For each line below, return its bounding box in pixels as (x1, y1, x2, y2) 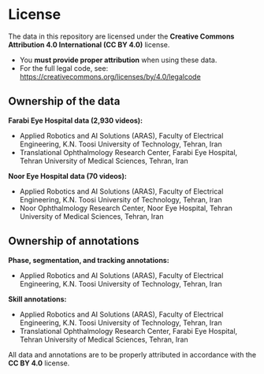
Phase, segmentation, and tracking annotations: (8, 255, 169, 265)
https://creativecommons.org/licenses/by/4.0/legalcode (19, 72, 201, 81)
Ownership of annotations (8, 235, 139, 248)
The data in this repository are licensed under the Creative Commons (8, 31, 235, 41)
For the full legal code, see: (19, 63, 109, 72)
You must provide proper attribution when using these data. (19, 55, 218, 65)
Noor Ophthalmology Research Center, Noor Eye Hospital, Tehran (19, 203, 232, 213)
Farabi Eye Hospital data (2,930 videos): (8, 116, 143, 125)
